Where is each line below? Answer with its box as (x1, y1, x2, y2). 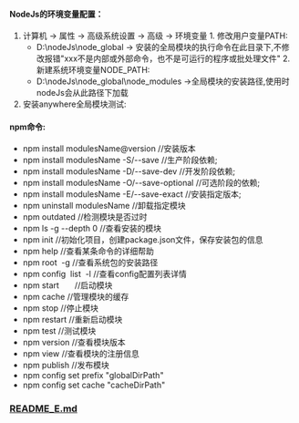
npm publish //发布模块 (22, 360, 109, 371)
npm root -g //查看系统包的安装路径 (22, 257, 159, 268)
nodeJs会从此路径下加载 (36, 88, 129, 98)
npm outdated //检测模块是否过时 (22, 211, 148, 222)
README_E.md (9, 402, 77, 415)
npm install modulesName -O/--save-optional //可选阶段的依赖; (22, 178, 261, 189)
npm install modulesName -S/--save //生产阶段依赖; (22, 155, 218, 166)
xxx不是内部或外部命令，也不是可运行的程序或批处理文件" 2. (64, 53, 291, 64)
